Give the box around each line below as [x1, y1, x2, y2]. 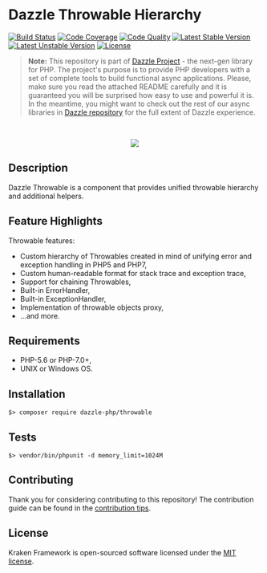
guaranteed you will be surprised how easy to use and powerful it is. [27, 90, 254, 100]
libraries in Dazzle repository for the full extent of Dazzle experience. [27, 107, 256, 117]
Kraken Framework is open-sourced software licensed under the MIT [8, 547, 237, 557]
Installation [8, 387, 66, 400]
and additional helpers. [8, 191, 84, 201]
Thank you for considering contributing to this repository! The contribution [8, 494, 254, 504]
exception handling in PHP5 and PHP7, [19, 259, 148, 270]
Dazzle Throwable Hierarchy [8, 6, 202, 24]
